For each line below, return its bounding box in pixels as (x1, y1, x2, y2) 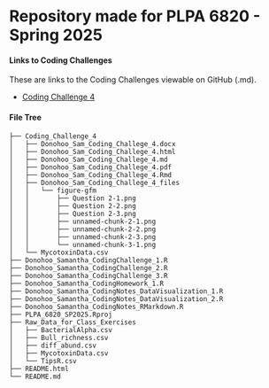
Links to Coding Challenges (9, 55, 112, 66)
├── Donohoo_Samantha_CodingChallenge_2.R (9, 263, 168, 272)
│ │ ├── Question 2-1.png (9, 193, 137, 203)
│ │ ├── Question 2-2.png (9, 201, 137, 210)
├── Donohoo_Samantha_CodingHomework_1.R (9, 279, 165, 288)
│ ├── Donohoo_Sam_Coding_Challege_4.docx (9, 139, 176, 148)
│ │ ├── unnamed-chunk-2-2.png (9, 224, 157, 234)
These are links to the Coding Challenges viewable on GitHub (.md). (9, 74, 257, 85)
